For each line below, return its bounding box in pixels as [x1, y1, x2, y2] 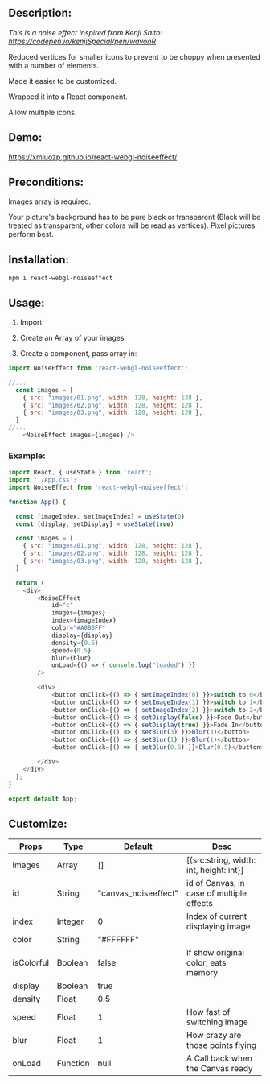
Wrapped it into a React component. [8, 92, 128, 101]
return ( [15, 579, 45, 587]
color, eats [186, 958, 227, 969]
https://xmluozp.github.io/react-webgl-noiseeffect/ [8, 152, 178, 162]
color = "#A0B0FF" [51, 624, 106, 632]
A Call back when [186, 1053, 253, 1064]
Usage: [8, 296, 46, 309]
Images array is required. [8, 197, 92, 206]
